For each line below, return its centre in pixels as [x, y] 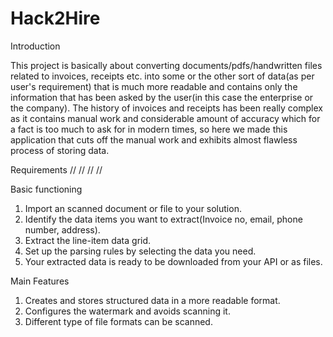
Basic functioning [46, 189]
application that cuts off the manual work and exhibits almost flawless [154, 139]
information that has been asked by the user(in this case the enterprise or [162, 97]
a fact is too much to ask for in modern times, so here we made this [149, 129]
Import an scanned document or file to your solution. [133, 208]
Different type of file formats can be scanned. [118, 321]
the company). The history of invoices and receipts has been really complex [166, 108]
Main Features [40, 281]
